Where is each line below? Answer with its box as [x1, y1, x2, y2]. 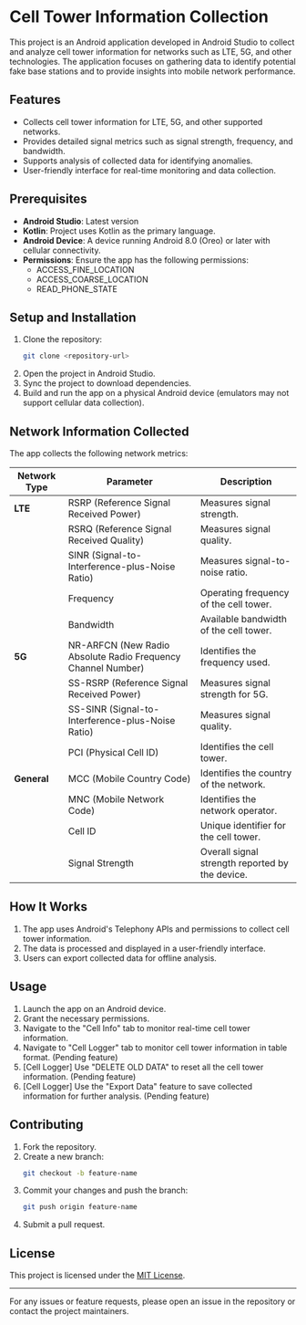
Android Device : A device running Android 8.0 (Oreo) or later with [22, 235, 270, 245]
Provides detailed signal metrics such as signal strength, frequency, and [22, 135, 293, 147]
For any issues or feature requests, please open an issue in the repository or [9, 1296, 296, 1307]
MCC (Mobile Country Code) [67, 773, 191, 786]
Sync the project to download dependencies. [22, 378, 192, 389]
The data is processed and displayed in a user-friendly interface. [22, 943, 266, 954]
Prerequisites [9, 192, 87, 207]
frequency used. [199, 656, 270, 669]
